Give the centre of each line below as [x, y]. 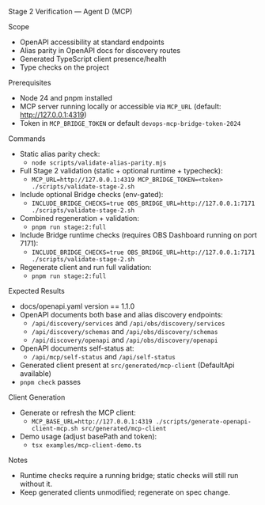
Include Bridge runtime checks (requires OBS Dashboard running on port [138, 235]
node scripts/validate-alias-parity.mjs [99, 163]
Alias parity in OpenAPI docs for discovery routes [100, 50]
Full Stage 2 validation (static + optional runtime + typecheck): [121, 171]
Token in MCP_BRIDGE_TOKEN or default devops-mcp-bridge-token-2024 [130, 123]
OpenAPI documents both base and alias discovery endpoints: [121, 315]
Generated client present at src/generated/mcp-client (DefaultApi [127, 365]
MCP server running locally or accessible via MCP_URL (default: [120, 106]
